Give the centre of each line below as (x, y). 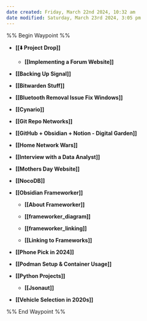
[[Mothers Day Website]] (47, 169)
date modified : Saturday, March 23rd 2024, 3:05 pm (73, 18)
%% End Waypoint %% (36, 311)
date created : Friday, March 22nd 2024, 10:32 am (71, 12)
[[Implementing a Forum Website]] (69, 61)
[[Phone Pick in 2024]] (45, 252)
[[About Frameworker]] (55, 204)
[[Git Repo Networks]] (44, 121)
